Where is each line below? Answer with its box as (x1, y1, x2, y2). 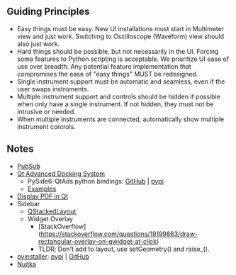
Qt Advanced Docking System (16, 169, 106, 178)
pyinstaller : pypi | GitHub (16, 252, 90, 261)
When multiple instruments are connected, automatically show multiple (16, 115, 225, 123)
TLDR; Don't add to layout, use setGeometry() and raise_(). (38, 245, 210, 253)
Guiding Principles (6, 6, 90, 18)
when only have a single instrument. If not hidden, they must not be (16, 99, 214, 108)
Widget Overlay (27, 214, 74, 223)
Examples (27, 184, 57, 193)
